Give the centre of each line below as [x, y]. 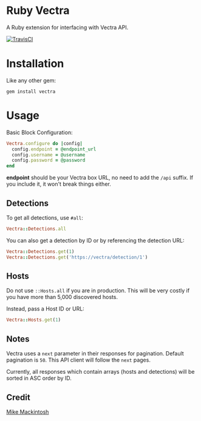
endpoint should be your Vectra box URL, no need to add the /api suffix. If [100, 178]
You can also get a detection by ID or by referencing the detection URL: [95, 240]
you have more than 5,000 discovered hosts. [62, 297]
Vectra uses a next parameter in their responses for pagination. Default [95, 354]
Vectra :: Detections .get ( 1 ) [40, 251]
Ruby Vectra [38, 11]
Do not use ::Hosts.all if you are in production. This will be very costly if [98, 291]
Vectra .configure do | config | [45, 143]
